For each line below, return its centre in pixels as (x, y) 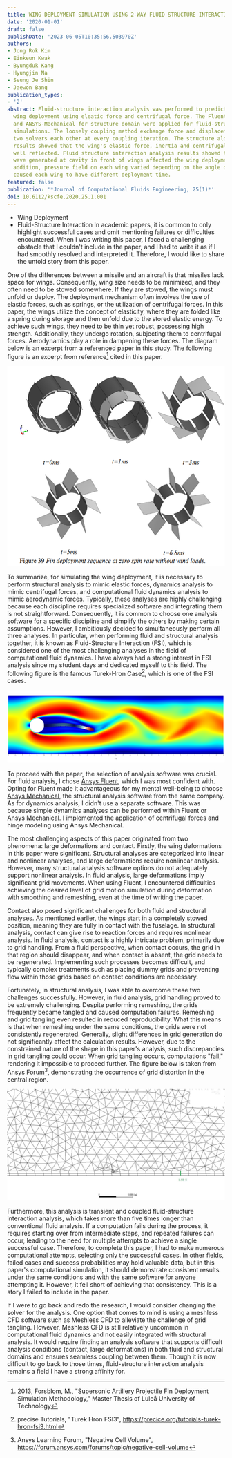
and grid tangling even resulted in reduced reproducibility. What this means (114, 1019)
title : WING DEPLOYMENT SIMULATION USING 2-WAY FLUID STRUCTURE (101, 15)
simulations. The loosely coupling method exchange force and (105, 131)
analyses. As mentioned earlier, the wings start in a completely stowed (108, 918)
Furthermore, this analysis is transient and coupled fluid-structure (101, 1211)
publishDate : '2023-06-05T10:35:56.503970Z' (72, 37)
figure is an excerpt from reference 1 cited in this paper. (85, 356)
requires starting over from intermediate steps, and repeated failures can (110, 1233)
